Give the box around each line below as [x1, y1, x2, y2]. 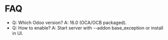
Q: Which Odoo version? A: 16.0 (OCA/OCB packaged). [12, 19, 127, 25]
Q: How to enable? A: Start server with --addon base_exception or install [12, 24, 163, 30]
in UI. [12, 30, 23, 36]
